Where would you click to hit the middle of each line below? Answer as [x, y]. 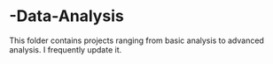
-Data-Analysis [66, 16]
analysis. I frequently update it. [66, 49]
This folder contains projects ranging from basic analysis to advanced [136, 40]
